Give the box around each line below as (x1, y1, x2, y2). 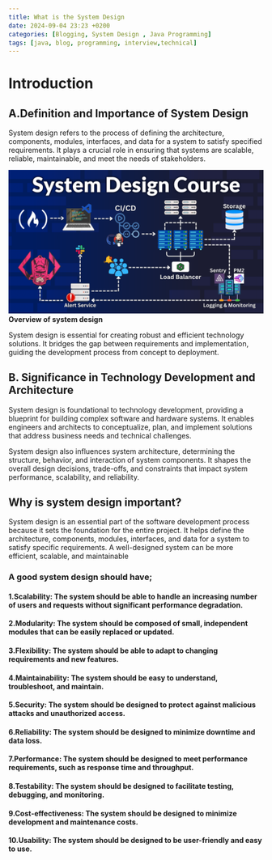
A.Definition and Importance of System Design (8, 106, 249, 121)
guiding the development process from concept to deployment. (8, 347, 220, 357)
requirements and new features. (8, 655, 119, 664)
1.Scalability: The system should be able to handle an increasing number (8, 591, 257, 601)
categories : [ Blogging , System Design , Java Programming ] (8, 30, 212, 38)
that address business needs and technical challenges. (8, 430, 192, 440)
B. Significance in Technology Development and (8, 371, 256, 384)
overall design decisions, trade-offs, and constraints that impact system (8, 464, 249, 473)
